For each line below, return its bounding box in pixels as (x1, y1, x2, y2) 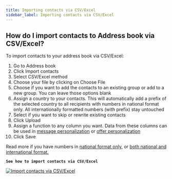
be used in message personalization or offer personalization (13, 128, 141, 134)
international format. (6, 149, 49, 155)
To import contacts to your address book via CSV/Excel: (6, 53, 124, 59)
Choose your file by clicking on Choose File (13, 79, 106, 85)
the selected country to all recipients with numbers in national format (13, 101, 159, 107)
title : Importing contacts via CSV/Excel (6, 7, 96, 13)
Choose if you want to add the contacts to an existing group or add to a (13, 85, 164, 91)
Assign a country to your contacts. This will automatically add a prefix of (13, 95, 166, 102)
